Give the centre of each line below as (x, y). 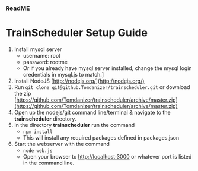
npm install (38, 132)
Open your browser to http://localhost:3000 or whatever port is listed (107, 156)
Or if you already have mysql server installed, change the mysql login (107, 68)
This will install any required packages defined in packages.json (101, 137)
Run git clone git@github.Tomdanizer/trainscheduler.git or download (102, 87)
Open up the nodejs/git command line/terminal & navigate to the (92, 112)
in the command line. (49, 163)
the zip (23, 93)
